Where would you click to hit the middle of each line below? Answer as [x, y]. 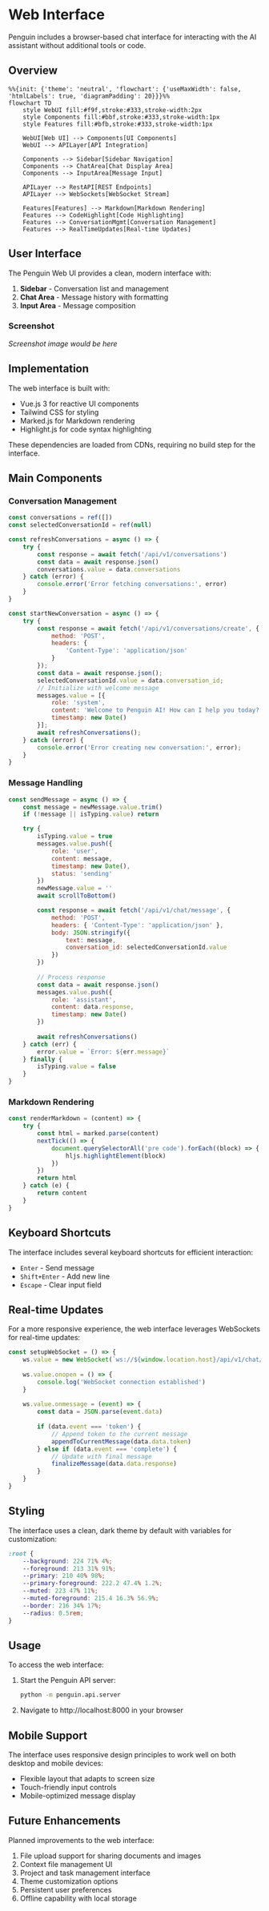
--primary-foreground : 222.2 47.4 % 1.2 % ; [92, 1584]
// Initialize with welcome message [98, 688]
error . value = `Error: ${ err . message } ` [104, 1052]
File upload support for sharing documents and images [110, 1856]
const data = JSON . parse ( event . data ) [100, 1412]
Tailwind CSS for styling [59, 412]
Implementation [49, 369]
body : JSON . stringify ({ [90, 933]
